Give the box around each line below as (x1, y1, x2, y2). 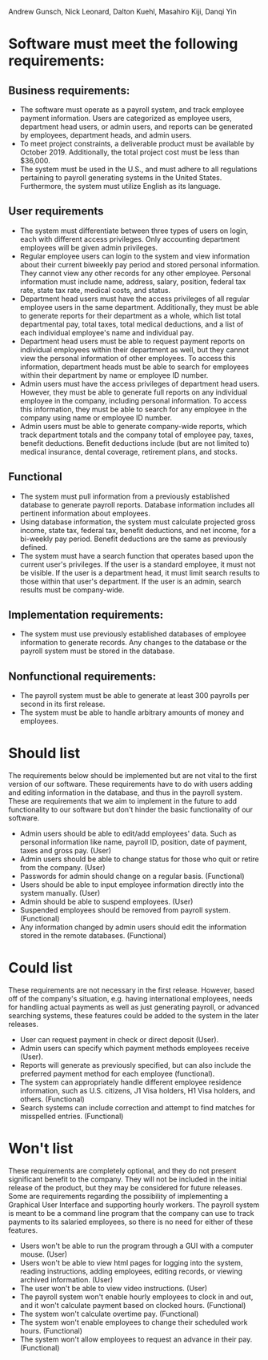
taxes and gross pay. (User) (19, 846, 112, 856)
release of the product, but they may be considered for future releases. (8, 1183, 242, 1193)
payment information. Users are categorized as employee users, (19, 114, 232, 122)
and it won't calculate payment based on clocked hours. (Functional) (19, 1301, 246, 1310)
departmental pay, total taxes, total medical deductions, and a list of (19, 319, 244, 329)
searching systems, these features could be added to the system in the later (8, 1011, 259, 1021)
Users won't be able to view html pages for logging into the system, (19, 1258, 243, 1268)
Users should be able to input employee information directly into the (19, 880, 244, 889)
